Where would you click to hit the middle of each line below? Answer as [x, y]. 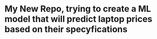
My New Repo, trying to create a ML [78, 9]
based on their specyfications [66, 29]
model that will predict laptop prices [78, 19]
